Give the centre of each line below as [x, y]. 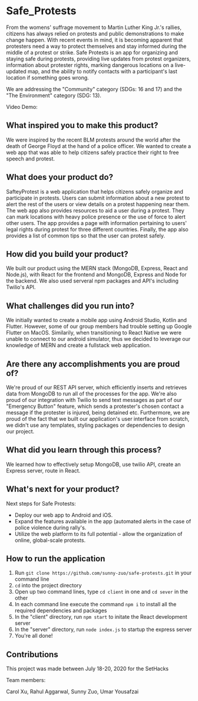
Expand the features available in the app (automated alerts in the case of [103, 521]
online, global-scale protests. [50, 540]
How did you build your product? [67, 254]
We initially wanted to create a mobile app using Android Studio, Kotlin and [97, 320]
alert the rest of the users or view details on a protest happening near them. [98, 204]
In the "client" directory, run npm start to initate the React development [101, 617]
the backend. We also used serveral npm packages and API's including [92, 281]
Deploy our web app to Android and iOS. [64, 515]
